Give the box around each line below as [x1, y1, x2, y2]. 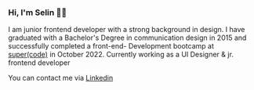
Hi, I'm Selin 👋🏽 [8, 7, 67, 18]
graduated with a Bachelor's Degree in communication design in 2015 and [8, 33, 247, 42]
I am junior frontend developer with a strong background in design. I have [8, 25, 245, 34]
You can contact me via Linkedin [8, 74, 114, 83]
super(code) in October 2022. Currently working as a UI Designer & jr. [8, 50, 234, 59]
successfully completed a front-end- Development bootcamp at [8, 41, 214, 51]
